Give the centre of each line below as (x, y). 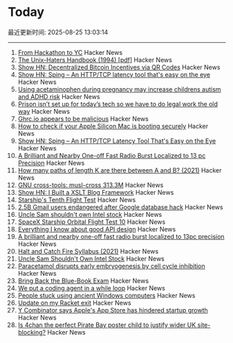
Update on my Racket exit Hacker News (74, 303)
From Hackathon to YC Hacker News (70, 52)
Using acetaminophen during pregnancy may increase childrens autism (119, 89)
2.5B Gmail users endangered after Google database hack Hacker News (120, 207)
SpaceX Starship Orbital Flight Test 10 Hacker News (92, 222)
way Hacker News (44, 111)
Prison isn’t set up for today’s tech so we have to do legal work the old (118, 104)
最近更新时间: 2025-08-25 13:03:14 (58, 32)
